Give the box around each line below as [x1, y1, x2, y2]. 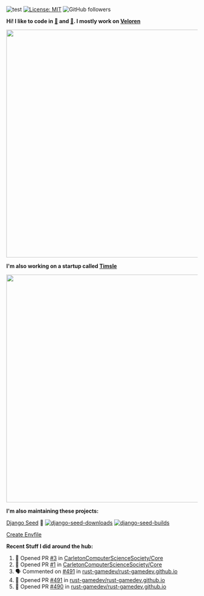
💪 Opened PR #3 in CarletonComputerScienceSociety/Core [15, 555, 163, 561]
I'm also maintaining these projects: [6, 507, 99, 515]
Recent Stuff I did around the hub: [6, 543, 93, 550]
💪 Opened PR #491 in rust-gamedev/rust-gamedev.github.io [15, 577, 165, 583]
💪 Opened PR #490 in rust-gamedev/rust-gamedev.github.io [15, 583, 167, 590]
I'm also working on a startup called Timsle [6, 262, 117, 270]
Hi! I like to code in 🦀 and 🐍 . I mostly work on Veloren [6, 18, 141, 24]
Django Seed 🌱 [6, 519, 44, 526]
